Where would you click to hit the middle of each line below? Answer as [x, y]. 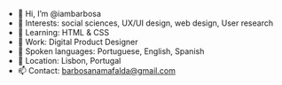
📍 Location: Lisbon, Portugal [69, 61]
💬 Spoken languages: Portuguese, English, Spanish [111, 51]
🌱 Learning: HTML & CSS [63, 32]
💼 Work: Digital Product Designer [78, 42]
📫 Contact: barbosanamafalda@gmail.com [96, 70]
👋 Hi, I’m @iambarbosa [59, 14]
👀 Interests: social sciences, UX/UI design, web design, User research [145, 23]
